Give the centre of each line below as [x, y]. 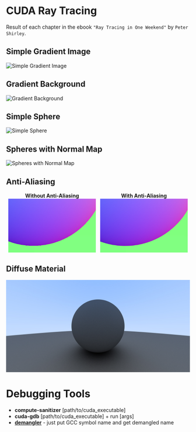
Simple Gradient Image [48, 52]
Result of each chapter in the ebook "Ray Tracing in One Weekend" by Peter [97, 27]
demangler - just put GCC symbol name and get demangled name [94, 422]
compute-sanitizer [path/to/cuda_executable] [70, 410]
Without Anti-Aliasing [52, 196]
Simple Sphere [33, 116]
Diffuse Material [36, 269]
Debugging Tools [48, 394]
